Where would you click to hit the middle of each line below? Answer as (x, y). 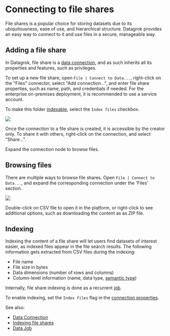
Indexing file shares (33, 323)
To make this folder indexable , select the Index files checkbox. (73, 109)
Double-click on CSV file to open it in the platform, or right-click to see (79, 207)
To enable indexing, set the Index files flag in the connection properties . (82, 298)
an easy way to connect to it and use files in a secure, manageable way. (81, 34)
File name (23, 262)
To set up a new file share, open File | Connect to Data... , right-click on (83, 78)
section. (14, 188)
